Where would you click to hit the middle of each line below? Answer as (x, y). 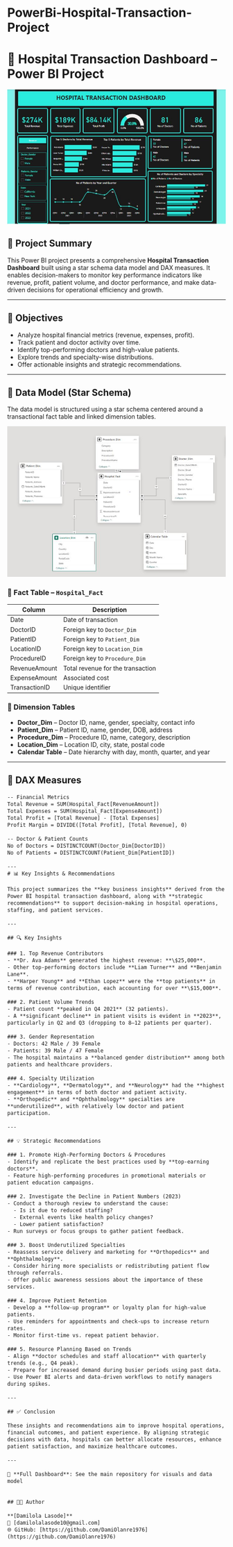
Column (34, 610)
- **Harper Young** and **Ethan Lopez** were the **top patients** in (111, 981)
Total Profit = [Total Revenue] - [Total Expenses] (83, 818)
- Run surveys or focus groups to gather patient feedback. (96, 1231)
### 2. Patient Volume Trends (51, 1002)
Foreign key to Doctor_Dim (100, 629)
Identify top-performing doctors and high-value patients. (98, 349)
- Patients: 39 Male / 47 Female (55, 1051)
